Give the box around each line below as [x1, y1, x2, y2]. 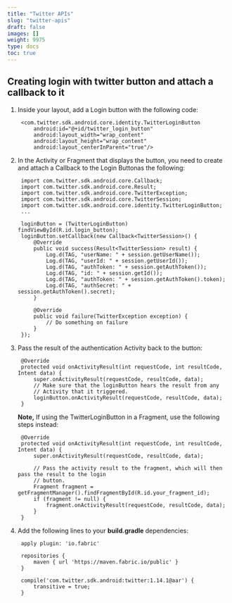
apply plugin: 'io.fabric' [20, 540, 100, 547]
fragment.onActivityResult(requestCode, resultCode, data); [46, 502, 226, 509]
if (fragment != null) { [33, 495, 107, 502]
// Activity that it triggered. [33, 388, 129, 395]
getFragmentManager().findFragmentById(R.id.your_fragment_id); [17, 489, 210, 497]
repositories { [20, 552, 65, 559]
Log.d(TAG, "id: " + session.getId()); [46, 269, 163, 277]
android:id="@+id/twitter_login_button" [33, 125, 153, 132]
